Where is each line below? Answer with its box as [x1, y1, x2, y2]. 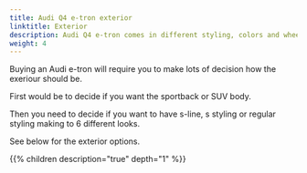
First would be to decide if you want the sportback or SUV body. [9, 91, 251, 102]
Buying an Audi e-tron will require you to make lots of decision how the [9, 64, 277, 75]
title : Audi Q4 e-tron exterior [9, 13, 132, 23]
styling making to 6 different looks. [9, 118, 140, 129]
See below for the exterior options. [9, 136, 141, 147]
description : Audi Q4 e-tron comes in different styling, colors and [9, 30, 281, 39]
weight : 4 [9, 38, 48, 48]
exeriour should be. [9, 74, 83, 85]
